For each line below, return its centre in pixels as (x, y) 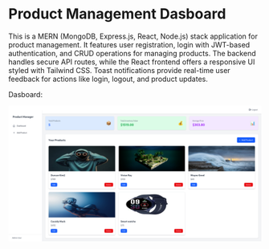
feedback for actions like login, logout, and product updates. (108, 79)
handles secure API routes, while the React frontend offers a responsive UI (132, 62)
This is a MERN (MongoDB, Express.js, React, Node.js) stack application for (133, 36)
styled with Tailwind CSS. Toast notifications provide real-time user (119, 70)
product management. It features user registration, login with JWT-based (129, 44)
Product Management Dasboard (117, 14)
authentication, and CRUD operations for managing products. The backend (132, 53)
